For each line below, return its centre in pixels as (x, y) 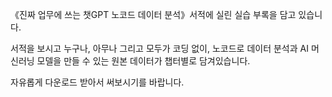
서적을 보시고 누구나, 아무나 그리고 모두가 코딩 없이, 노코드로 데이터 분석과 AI (159, 48)
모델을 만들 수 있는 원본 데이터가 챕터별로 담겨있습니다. (143, 61)
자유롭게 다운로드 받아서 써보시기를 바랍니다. (97, 82)
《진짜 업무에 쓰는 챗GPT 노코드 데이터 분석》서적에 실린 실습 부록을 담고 (153, 14)
